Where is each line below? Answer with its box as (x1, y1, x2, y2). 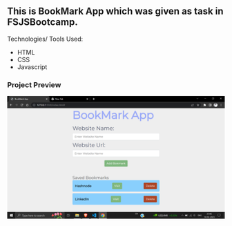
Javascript (17, 62, 48, 71)
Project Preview (7, 79, 61, 89)
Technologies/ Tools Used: (7, 35, 84, 43)
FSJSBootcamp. (7, 17, 78, 28)
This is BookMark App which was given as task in (7, 6, 224, 17)
